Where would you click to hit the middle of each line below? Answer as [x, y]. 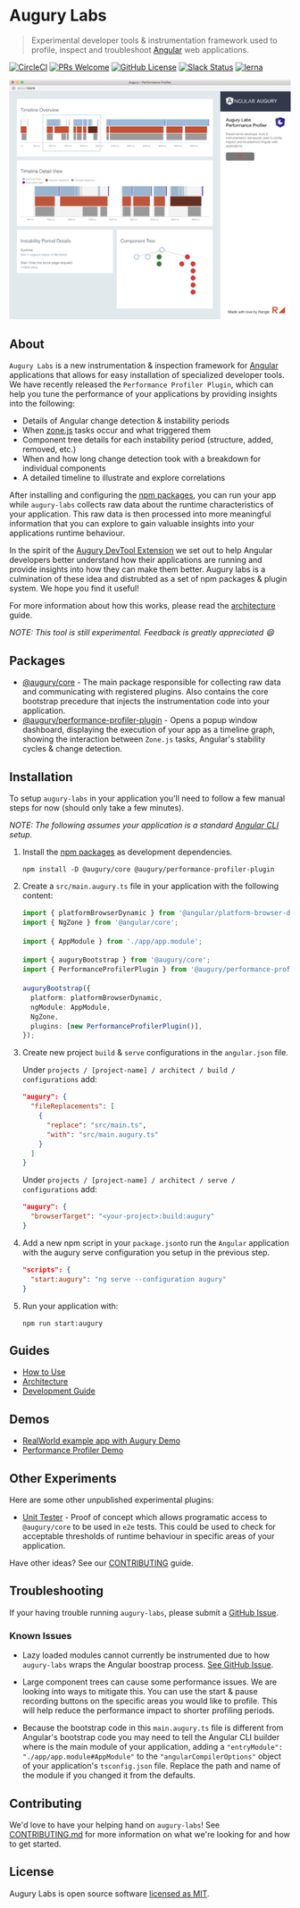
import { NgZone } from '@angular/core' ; [100, 922]
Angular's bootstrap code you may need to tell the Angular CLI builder [150, 1737]
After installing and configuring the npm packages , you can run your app [143, 495]
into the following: [42, 404]
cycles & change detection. [72, 749]
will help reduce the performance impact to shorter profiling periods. [148, 1710]
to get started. [35, 1844]
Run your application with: [70, 1306]
